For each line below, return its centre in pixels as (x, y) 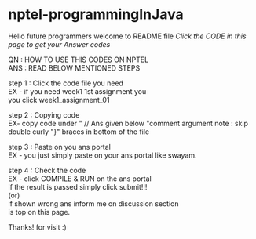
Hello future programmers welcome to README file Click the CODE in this (127, 36)
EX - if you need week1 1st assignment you (77, 91)
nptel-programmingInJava (96, 14)
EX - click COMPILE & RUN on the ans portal (80, 179)
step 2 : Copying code (44, 114)
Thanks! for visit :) (37, 227)
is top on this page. (39, 212)
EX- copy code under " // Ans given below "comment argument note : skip (128, 123)
